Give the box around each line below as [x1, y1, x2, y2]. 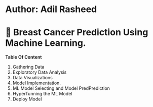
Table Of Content [5, 54, 42, 60]
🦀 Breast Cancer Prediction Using [5, 27, 148, 38]
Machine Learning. [5, 37, 86, 49]
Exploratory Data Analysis [12, 69, 67, 75]
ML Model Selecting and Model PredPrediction [12, 85, 110, 91]
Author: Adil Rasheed [5, 4, 97, 15]
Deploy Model [12, 96, 42, 102]
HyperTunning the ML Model [12, 91, 72, 97]
